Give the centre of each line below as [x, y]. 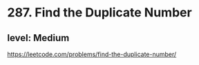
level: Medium [38, 38]
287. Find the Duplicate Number [99, 13]
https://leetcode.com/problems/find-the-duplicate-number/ [92, 54]
